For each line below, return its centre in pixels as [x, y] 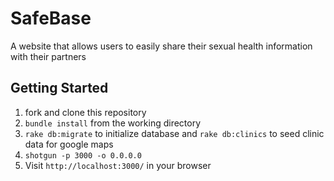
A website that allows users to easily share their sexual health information [161, 46]
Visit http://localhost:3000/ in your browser [118, 165]
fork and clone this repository [85, 112]
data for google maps [69, 144]
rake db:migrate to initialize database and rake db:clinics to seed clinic [174, 133]
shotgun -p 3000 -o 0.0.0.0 [83, 155]
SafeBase [51, 18]
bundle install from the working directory [113, 123]
